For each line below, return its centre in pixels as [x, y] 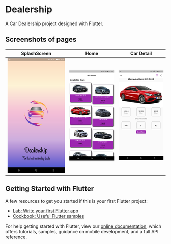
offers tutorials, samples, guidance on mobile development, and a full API [82, 232]
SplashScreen [36, 53]
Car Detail [141, 53]
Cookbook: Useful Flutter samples [48, 216]
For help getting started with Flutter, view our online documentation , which [83, 226]
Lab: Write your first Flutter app [46, 211]
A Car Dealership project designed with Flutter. [54, 23]
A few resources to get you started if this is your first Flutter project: [76, 201]
